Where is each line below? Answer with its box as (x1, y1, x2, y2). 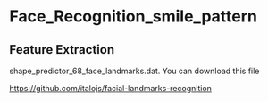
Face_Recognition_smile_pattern (9, 6, 257, 27)
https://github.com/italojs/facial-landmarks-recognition (9, 83, 213, 93)
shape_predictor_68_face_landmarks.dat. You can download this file (9, 65, 260, 76)
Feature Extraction (9, 42, 114, 57)
